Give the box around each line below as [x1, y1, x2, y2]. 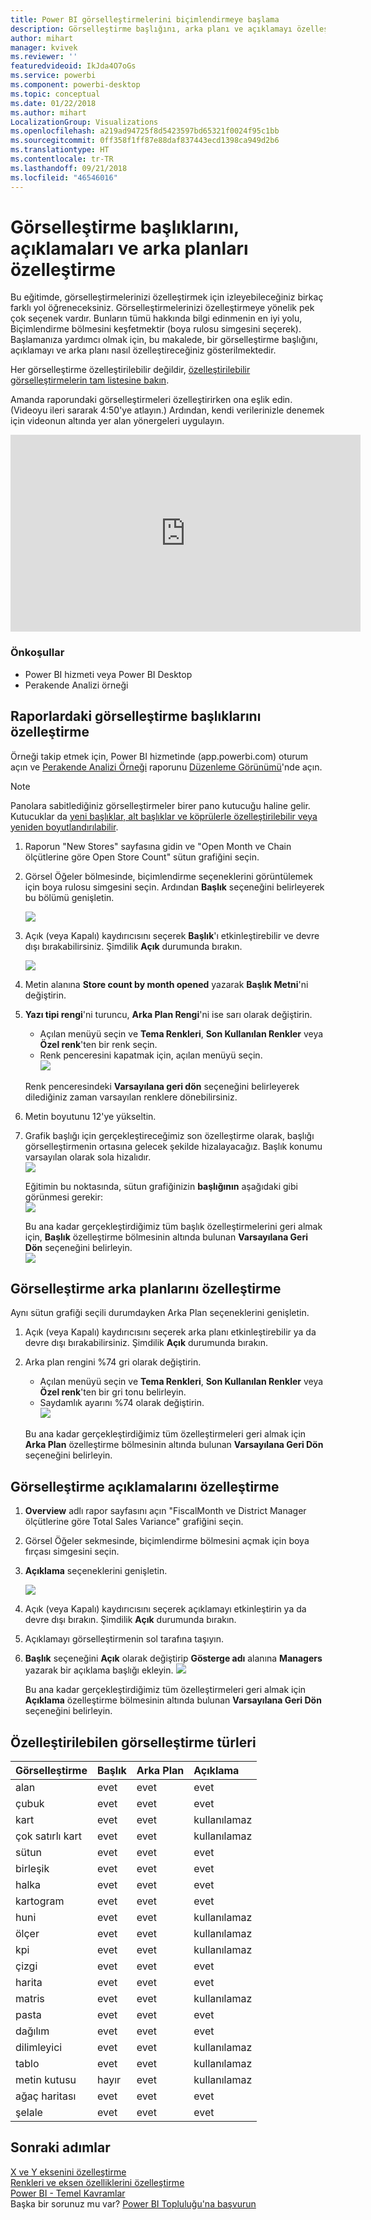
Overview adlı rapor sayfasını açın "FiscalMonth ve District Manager [24, 1505, 307, 1517]
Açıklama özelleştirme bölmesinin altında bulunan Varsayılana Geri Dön [24, 1694, 322, 1706]
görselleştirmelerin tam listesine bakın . [10, 374, 170, 386]
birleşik [15, 1861, 50, 1875]
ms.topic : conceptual [10, 89, 101, 99]
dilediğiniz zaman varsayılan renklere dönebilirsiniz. [24, 1091, 238, 1103]
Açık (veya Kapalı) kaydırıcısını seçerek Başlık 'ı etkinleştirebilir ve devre [24, 929, 320, 941]
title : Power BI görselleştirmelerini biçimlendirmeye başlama [10, 14, 280, 25]
